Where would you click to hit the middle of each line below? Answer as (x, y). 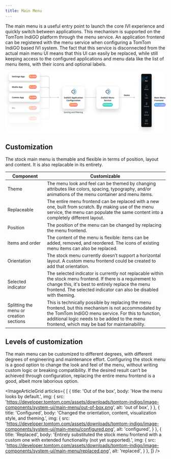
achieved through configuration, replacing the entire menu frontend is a (80, 376)
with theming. (61, 295)
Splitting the (20, 305)
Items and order (24, 243)
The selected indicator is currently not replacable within (105, 273)
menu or (16, 311)
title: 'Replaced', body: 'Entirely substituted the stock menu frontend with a (83, 434)
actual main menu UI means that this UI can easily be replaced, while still (82, 53)
